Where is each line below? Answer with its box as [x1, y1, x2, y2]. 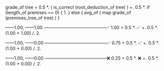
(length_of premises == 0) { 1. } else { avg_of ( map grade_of [5, 9, 132, 15]
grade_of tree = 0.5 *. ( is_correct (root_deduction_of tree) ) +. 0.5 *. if [5, 4, 150, 10]
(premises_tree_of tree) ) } [5, 15, 60, 20]
